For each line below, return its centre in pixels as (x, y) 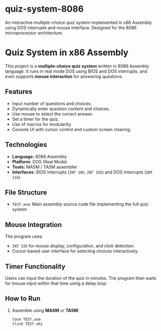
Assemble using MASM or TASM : (46, 310)
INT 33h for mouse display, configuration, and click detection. (73, 246)
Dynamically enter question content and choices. (61, 109)
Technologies (26, 145)
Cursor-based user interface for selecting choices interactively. (75, 251)
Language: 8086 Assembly (39, 156)
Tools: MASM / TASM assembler (45, 167)
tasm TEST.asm (26, 319)
